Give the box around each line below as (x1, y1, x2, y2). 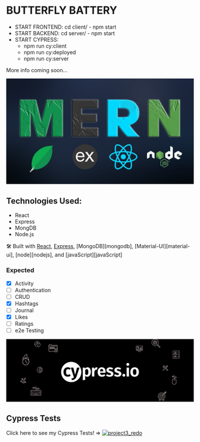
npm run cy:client (23, 42, 67, 50)
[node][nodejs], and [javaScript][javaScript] (15, 251, 123, 258)
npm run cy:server (23, 55, 70, 62)
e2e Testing (14, 326, 44, 334)
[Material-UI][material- (135, 243, 190, 250)
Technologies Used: (6, 196, 82, 206)
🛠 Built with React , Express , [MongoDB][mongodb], (6, 243, 134, 250)
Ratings (14, 320, 34, 327)
